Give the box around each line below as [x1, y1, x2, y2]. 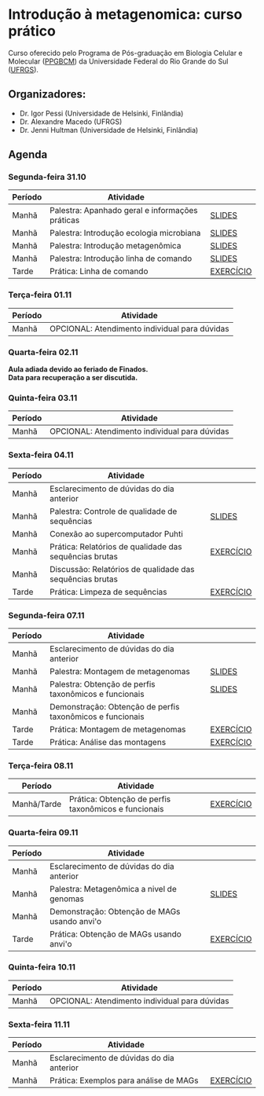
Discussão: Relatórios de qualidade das [49, 563, 195, 574]
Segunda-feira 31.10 [8, 171, 86, 182]
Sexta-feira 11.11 [8, 1019, 71, 1030]
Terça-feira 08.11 [8, 760, 74, 771]
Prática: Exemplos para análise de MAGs [49, 1075, 199, 1086]
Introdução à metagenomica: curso [8, 5, 243, 24]
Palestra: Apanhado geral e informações [49, 205, 198, 216]
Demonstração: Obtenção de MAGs [49, 906, 181, 917]
